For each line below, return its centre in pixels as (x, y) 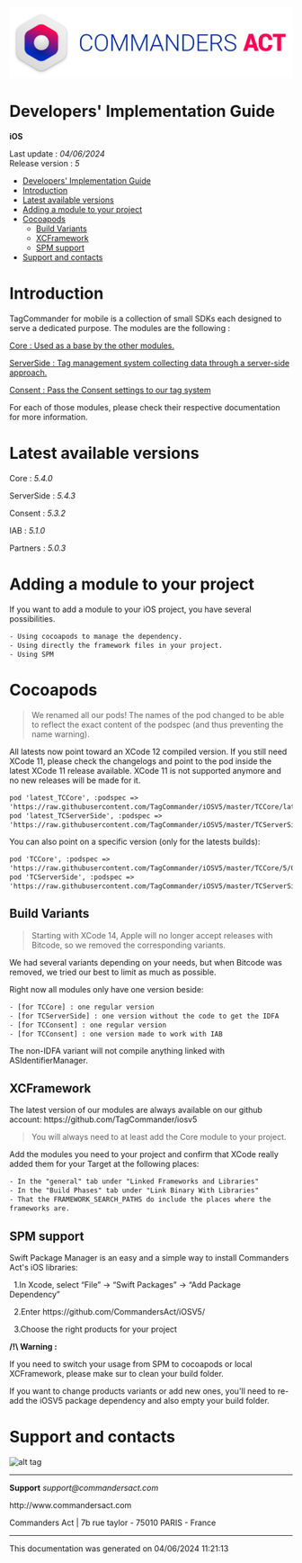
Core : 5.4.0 (31, 478)
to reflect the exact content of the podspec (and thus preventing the (157, 724)
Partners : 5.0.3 (38, 548)
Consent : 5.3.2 (37, 513)
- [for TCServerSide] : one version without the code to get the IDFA (144, 1016)
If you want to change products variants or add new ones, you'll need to (142, 1391)
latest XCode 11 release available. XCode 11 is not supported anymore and (145, 770)
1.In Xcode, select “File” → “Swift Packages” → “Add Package (127, 1285)
